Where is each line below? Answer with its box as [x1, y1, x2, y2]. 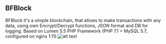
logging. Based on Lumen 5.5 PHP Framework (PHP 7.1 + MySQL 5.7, [5, 27, 148, 34]
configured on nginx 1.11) [5, 33, 57, 39]
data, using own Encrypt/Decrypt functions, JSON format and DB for [5, 22, 148, 28]
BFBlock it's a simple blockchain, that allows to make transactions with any [5, 17, 161, 23]
